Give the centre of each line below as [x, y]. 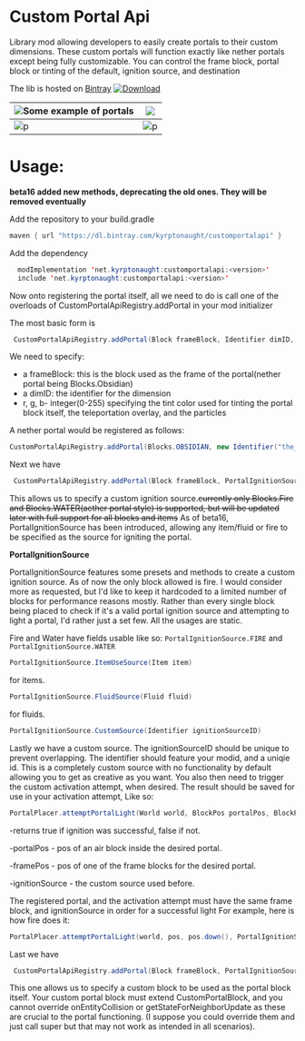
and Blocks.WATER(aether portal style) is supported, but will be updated [144, 508]
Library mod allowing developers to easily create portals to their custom [144, 42]
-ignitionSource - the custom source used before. [102, 883]
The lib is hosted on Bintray [60, 88]
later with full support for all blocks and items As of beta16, [119, 518]
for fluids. [27, 714]
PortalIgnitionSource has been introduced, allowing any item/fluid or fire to [149, 528]
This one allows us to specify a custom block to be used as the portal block [150, 988]
